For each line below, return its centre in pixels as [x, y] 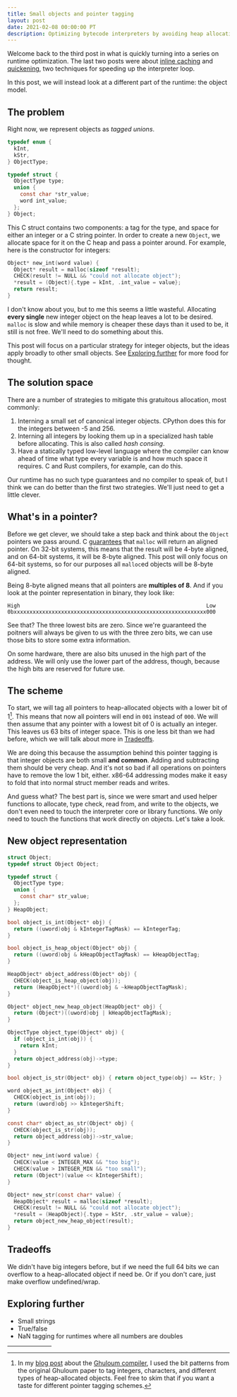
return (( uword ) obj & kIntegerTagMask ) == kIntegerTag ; [97, 929]
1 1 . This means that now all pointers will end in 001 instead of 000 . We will [113, 716]
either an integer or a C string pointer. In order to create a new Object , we [114, 235]
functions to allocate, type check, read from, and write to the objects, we [113, 804]
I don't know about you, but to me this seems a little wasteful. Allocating [112, 309]
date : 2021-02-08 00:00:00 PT [52, 27]
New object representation [67, 841]
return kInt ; [39, 1045]
